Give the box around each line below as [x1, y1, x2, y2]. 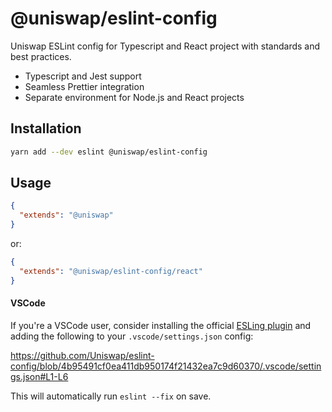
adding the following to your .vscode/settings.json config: [10, 330, 254, 342]
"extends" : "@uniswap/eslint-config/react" [19, 266, 203, 276]
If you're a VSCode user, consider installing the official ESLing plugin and [10, 319, 312, 331]
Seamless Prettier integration [24, 80, 145, 92]
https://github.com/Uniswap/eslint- [10, 349, 155, 361]
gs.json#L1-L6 [10, 370, 69, 382]
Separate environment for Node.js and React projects [24, 91, 245, 103]
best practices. [10, 50, 72, 62]
